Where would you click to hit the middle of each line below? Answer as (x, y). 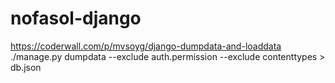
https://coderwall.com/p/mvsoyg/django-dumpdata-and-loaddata (146, 46)
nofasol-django (76, 18)
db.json (26, 67)
